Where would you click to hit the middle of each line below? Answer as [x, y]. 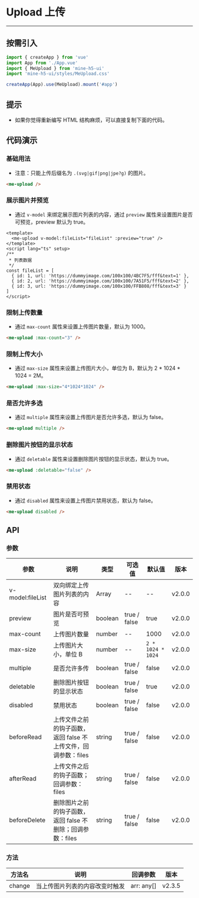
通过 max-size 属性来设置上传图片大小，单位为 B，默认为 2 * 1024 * [97, 368]
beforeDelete [27, 820]
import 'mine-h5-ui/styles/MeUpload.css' [58, 74]
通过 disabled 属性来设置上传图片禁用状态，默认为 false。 [85, 500]
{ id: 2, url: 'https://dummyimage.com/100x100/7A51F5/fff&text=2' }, [100, 281]
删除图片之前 [71, 803]
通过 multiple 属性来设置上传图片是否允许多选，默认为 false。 [91, 417]
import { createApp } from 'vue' [47, 57]
